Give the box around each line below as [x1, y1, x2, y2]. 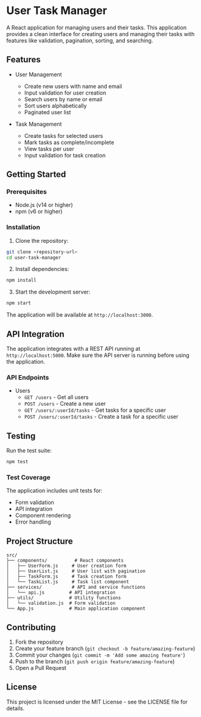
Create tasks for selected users [24, 132, 104, 139]
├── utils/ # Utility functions [6, 595, 121, 601]
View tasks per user [24, 145, 74, 153]
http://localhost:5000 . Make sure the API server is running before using [6, 351, 190, 359]
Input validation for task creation [24, 151, 106, 159]
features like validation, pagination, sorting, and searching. [6, 37, 153, 44]
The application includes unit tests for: [6, 487, 102, 494]
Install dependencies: [15, 265, 69, 273]
